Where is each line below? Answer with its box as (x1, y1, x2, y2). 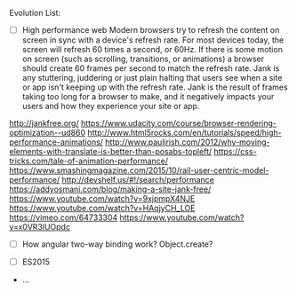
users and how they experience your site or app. (21, 101, 200, 112)
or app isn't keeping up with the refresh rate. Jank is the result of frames (21, 82, 288, 92)
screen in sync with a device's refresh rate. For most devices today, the (21, 35, 285, 45)
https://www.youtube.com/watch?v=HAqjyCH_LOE (9, 203, 196, 214)
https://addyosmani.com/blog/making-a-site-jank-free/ (9, 184, 212, 194)
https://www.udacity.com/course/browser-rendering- (80, 118, 277, 129)
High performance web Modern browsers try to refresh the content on (21, 25, 280, 35)
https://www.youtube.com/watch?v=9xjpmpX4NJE (9, 193, 196, 204)
